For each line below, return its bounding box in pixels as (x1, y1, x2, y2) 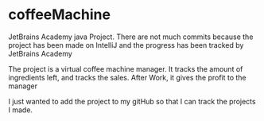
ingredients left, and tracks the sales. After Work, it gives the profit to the (8, 72, 247, 82)
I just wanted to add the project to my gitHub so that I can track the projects (8, 96, 256, 106)
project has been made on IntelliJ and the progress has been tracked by (8, 40, 244, 49)
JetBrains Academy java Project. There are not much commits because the (8, 32, 254, 41)
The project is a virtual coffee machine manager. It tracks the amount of (8, 64, 243, 73)
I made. (8, 105, 33, 115)
